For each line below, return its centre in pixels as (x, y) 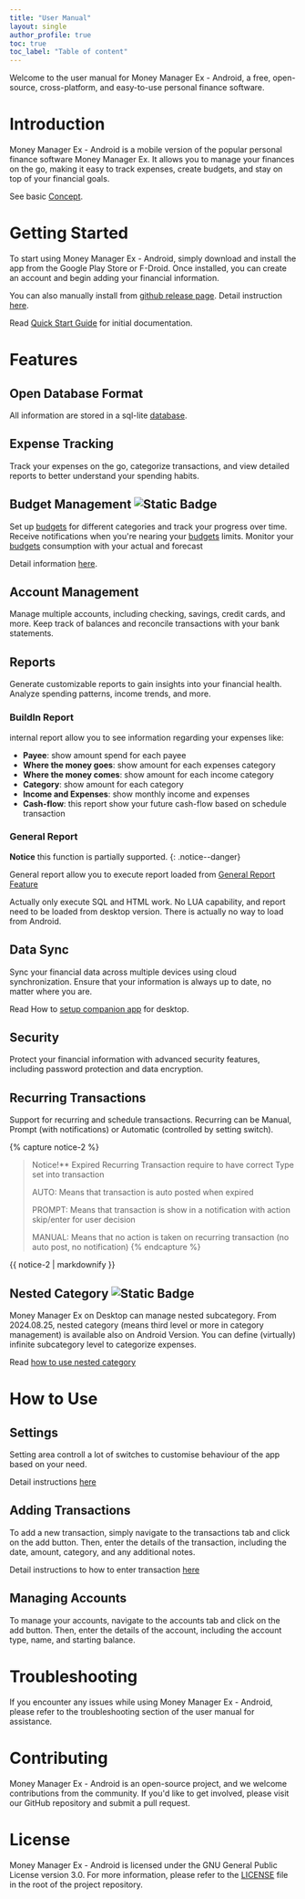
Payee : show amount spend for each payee (104, 755)
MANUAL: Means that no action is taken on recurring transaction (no (160, 1237)
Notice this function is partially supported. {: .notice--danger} (125, 856)
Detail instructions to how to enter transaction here (105, 1570)
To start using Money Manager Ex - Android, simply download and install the (153, 258)
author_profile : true (51, 35)
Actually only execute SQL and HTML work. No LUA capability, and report (147, 902)
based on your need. (48, 1465)
